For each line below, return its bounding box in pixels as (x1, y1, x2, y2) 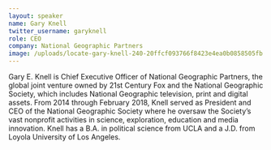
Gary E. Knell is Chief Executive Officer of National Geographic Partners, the (8, 72, 264, 81)
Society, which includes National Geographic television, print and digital (8, 89, 249, 98)
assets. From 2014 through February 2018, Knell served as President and (8, 98, 252, 107)
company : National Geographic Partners (8, 42, 144, 50)
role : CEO (8, 34, 42, 43)
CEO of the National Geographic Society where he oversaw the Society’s (8, 106, 252, 116)
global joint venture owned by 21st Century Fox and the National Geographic (8, 80, 264, 90)
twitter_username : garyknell (8, 27, 107, 35)
